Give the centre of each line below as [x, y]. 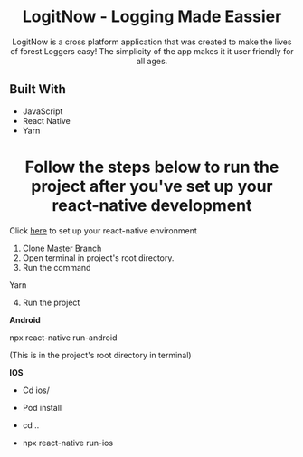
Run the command [57, 267]
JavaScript [43, 111]
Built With [38, 89]
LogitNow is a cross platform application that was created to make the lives [152, 42]
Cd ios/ [36, 390]
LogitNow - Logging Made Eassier [152, 17]
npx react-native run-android [63, 338]
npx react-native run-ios [68, 443]
